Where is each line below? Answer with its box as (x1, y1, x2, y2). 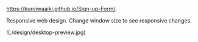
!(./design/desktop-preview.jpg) (6, 29, 87, 36)
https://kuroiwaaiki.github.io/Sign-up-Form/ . (6, 5, 117, 12)
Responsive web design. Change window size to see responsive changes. (6, 17, 192, 24)
